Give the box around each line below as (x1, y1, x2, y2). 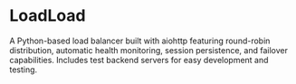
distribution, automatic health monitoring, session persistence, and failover (9, 44, 288, 55)
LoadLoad (9, 5, 86, 26)
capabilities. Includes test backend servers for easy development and (9, 54, 269, 65)
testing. (9, 64, 38, 75)
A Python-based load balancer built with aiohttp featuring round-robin (9, 35, 271, 46)
